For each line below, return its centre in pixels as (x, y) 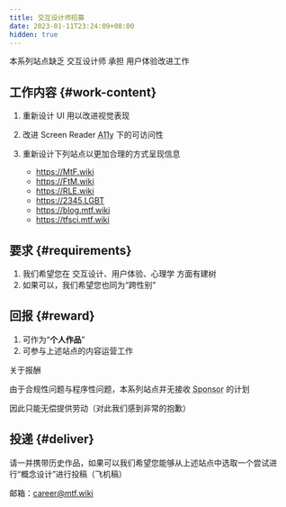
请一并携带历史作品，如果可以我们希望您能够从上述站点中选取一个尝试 (139, 462)
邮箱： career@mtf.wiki (51, 493)
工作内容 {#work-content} (83, 92)
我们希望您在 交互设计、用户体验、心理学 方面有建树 (119, 274)
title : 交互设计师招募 (47, 18)
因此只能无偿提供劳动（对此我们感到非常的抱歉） (100, 408)
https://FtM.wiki (65, 182)
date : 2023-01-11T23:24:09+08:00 (72, 26)
